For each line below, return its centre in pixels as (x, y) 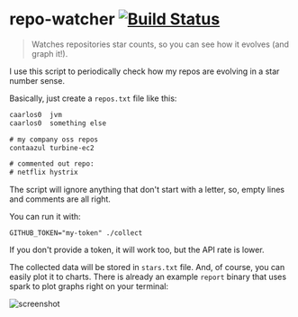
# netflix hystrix (44, 172)
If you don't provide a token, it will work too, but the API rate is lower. (137, 250)
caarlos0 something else (58, 123)
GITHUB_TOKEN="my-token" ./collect (76, 233)
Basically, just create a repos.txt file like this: (93, 98)
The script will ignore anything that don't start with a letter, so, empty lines (147, 190)
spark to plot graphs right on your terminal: (89, 286)
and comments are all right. (60, 199)
